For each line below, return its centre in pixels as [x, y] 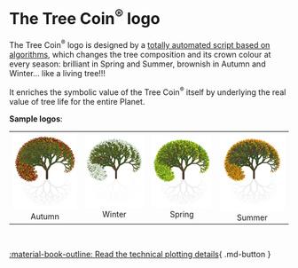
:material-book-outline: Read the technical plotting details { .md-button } [140, 255]
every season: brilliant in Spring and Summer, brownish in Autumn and [137, 64]
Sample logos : [36, 118]
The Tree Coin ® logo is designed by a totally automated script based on [140, 44]
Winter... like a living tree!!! [58, 73]
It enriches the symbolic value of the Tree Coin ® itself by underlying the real [148, 91]
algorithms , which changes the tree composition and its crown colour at [140, 54]
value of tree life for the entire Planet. [77, 101]
